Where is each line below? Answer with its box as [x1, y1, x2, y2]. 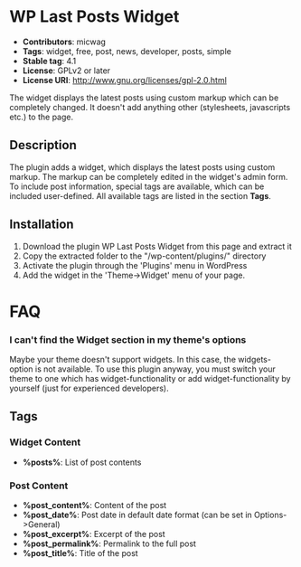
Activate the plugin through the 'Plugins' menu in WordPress [22, 260, 248, 270]
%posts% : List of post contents [22, 457, 142, 468]
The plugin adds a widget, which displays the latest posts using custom [9, 161, 276, 173]
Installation [9, 217, 74, 232]
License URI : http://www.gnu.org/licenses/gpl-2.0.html [22, 74, 228, 85]
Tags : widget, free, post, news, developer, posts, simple [22, 45, 232, 56]
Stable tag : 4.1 [22, 55, 77, 66]
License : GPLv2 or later [22, 65, 111, 76]
